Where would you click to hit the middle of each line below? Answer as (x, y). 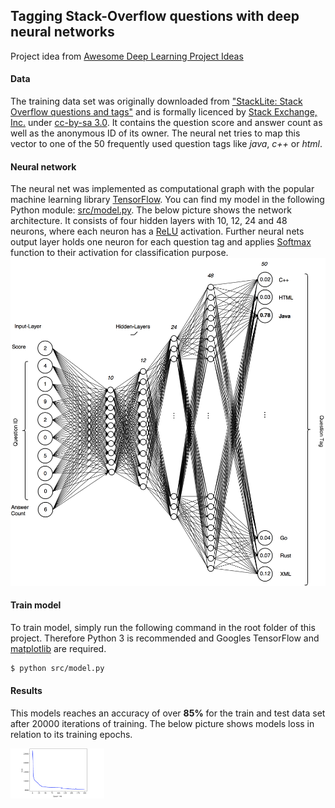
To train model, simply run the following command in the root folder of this (163, 627)
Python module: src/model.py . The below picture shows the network (151, 210)
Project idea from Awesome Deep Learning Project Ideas (127, 56)
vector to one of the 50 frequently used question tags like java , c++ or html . (166, 144)
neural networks (62, 32)
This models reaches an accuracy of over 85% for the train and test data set (168, 713)
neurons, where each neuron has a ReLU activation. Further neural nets (157, 231)
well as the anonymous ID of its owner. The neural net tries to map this (155, 133)
